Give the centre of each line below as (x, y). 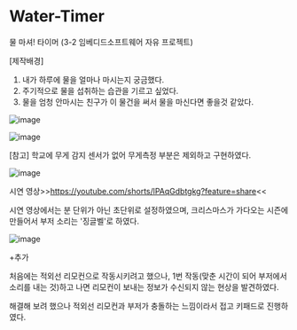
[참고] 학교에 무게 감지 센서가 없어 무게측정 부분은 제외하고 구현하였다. (130, 155)
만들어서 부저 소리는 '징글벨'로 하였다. (74, 221)
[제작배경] (27, 60)
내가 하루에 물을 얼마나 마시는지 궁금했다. (93, 79)
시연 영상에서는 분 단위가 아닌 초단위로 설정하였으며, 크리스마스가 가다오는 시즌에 (149, 209)
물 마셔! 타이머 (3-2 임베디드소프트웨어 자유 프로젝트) (101, 42)
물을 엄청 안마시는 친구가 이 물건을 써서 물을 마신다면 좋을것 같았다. (138, 102)
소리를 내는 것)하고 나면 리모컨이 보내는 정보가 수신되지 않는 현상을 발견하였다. (144, 287)
